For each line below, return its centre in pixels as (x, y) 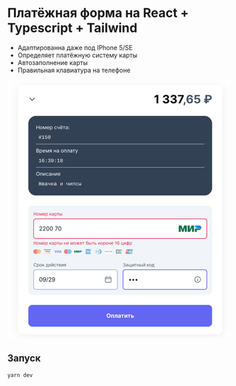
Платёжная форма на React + (98, 13)
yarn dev (20, 375)
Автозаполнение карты (53, 62)
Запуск (24, 358)
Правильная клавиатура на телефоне (74, 70)
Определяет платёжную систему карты (77, 55)
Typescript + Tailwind (72, 28)
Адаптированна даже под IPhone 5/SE (75, 47)
